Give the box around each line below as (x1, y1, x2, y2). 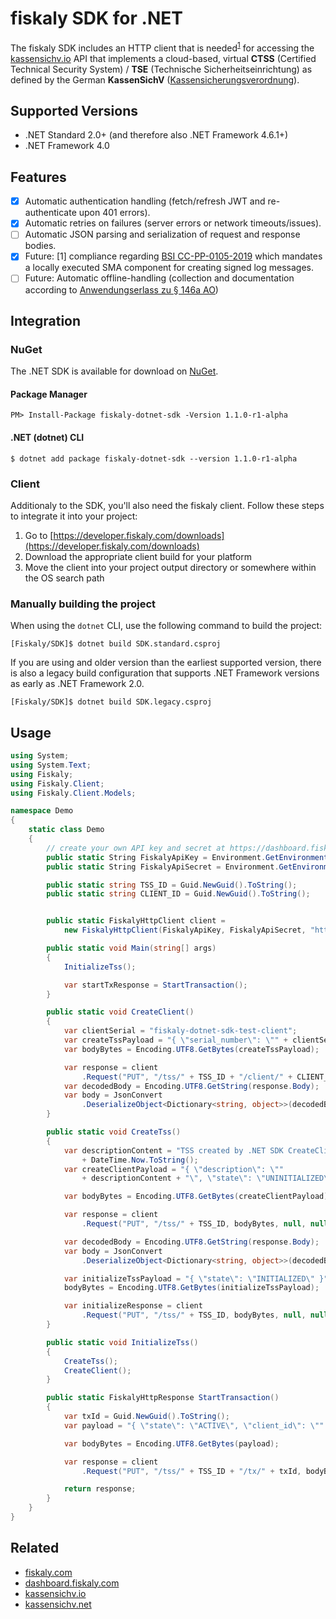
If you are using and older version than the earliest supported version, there (10, 657, 322, 669)
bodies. (24, 240, 57, 252)
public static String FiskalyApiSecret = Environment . (46, 862, 280, 872)
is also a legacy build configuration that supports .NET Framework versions (10, 667, 320, 679)
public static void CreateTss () (46, 1127, 182, 1137)
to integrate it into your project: (10, 510, 138, 522)
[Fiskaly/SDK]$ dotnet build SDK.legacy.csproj (10, 697, 213, 707)
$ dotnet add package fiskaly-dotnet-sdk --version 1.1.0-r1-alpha (10, 453, 298, 464)
